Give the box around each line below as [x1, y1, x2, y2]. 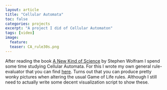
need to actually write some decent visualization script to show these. [5, 79, 149, 85]
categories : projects [5, 21, 50, 26]
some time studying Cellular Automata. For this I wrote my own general [5, 63, 151, 69]
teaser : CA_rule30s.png [9, 44, 59, 49]
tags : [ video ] [5, 30, 35, 35]
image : [5, 35, 19, 40]
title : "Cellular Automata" [5, 12, 64, 17]
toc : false [5, 16, 28, 21]
